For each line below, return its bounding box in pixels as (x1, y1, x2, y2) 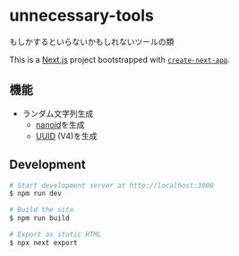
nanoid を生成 (35, 119, 85, 130)
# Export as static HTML (9, 230, 102, 239)
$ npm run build (9, 214, 70, 223)
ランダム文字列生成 (21, 108, 94, 119)
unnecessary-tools (9, 5, 155, 26)
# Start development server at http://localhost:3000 (9, 181, 215, 190)
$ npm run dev (9, 190, 63, 199)
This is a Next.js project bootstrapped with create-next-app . (9, 54, 231, 65)
